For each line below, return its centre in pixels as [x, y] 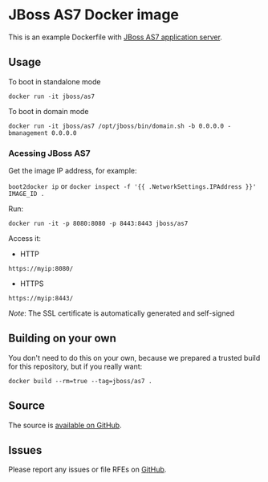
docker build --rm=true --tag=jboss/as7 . [80, 381]
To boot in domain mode [49, 111]
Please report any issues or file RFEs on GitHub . [87, 470]
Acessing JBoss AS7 [49, 153]
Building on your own [62, 339]
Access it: [25, 239]
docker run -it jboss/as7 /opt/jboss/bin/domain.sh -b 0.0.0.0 [116, 126]
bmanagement [28, 133]
